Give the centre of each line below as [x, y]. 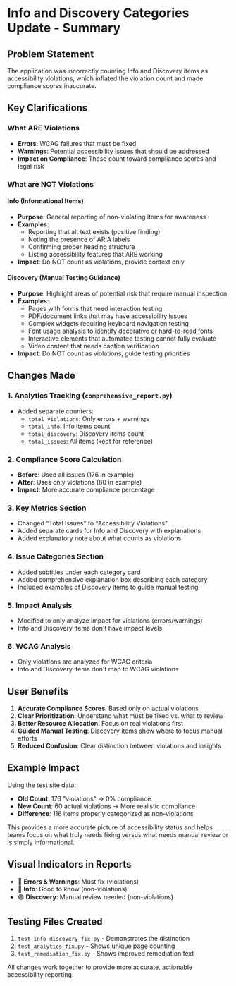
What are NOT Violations [50, 184]
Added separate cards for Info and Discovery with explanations [109, 531]
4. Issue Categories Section [56, 556]
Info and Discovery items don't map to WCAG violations [98, 669]
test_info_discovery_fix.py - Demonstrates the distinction [104, 939]
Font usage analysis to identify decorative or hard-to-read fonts [120, 331]
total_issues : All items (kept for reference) [91, 441]
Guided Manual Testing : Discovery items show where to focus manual [120, 731]
